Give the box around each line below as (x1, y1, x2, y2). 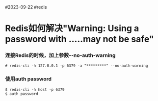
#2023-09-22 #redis (5, 4, 47, 10)
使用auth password (5, 76, 52, 82)
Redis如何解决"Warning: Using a (5, 23, 139, 34)
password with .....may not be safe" (5, 34, 154, 45)
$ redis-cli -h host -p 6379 (5, 87, 65, 92)
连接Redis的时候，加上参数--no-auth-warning (5, 52, 116, 59)
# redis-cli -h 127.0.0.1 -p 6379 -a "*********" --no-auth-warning (5, 63, 148, 68)
